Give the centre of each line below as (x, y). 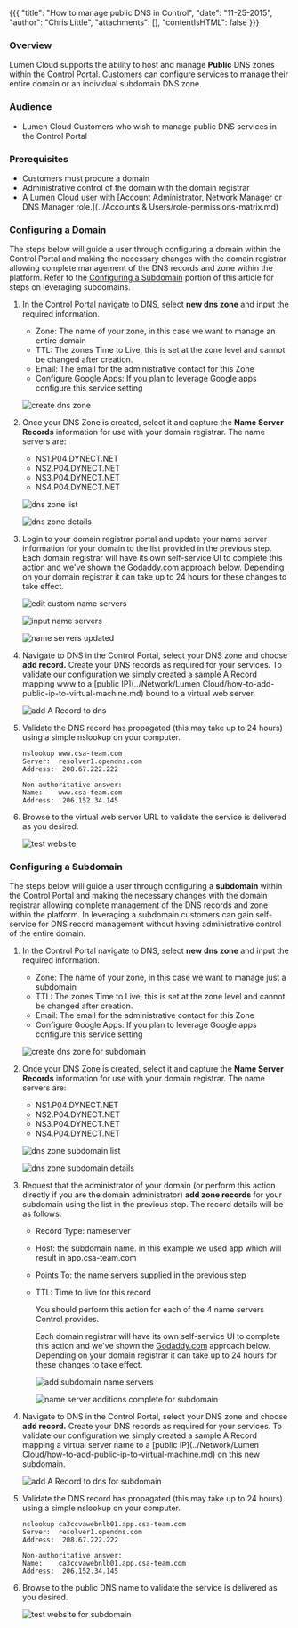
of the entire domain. (48, 933)
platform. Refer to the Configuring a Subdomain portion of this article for (141, 278)
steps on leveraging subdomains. (70, 287)
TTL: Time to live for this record (93, 1293)
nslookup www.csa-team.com (72, 754)
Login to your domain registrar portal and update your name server (145, 539)
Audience (31, 107)
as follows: (42, 1214)
